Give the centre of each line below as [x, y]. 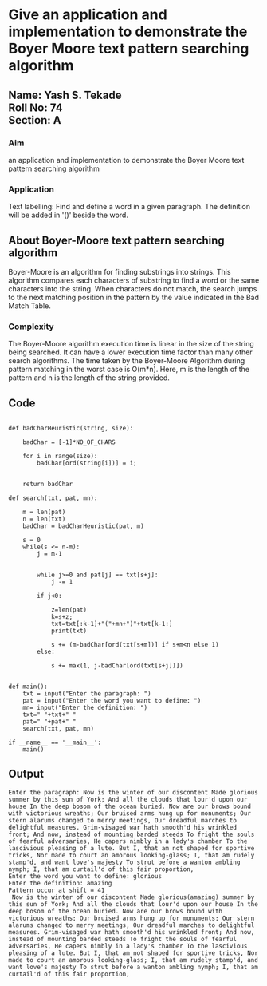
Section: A [35, 120]
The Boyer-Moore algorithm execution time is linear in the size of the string [131, 344]
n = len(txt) [44, 519]
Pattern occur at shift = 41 [57, 890]
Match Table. [30, 306]
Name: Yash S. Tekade [65, 95]
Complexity [31, 327]
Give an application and [88, 15]
